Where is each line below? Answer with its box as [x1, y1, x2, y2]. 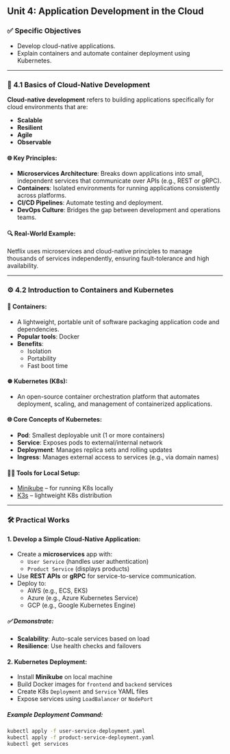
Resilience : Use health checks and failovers [16, 642, 142, 650]
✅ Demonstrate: [7, 617, 54, 625]
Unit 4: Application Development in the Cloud [7, 5, 204, 17]
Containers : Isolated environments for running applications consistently [16, 184, 220, 192]
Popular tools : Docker [16, 332, 80, 341]
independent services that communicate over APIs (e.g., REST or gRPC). [16, 176, 222, 185]
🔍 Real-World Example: [7, 229, 76, 238]
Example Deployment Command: [7, 711, 103, 719]
